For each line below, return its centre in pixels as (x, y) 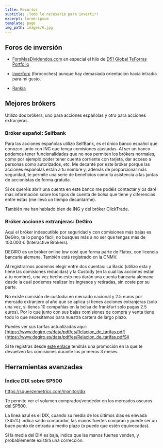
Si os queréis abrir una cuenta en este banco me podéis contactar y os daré (81, 189)
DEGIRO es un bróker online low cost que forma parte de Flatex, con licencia (81, 252)
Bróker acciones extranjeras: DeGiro (49, 221)
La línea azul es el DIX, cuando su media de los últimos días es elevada (76, 415)
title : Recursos (21, 9)
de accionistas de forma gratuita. (38, 180)
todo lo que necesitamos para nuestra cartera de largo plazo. (66, 317)
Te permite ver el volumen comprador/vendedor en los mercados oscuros (79, 401)
